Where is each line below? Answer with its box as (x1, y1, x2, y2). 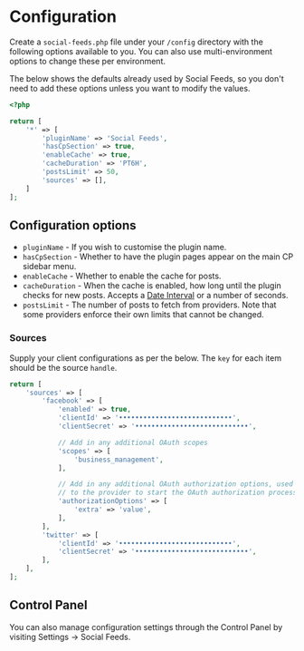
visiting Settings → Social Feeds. (9, 631, 131, 642)
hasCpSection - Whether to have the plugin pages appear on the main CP (22, 251, 294, 262)
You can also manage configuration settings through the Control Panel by (9, 621, 283, 632)
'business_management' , (73, 455, 165, 464)
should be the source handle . (9, 362, 118, 373)
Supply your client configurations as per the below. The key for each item (9, 352, 282, 364)
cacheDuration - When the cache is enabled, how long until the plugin (22, 280, 282, 291)
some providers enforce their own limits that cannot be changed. (22, 309, 264, 320)
